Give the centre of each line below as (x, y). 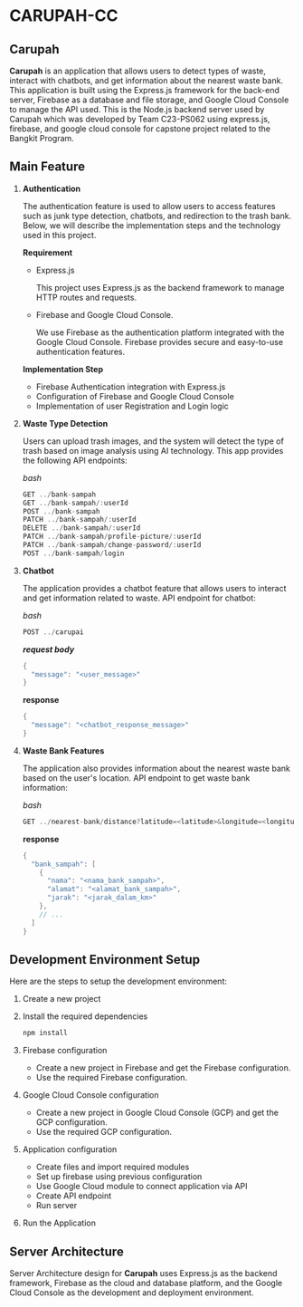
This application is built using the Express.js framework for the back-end (145, 90)
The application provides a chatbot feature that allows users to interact (154, 588)
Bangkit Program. (42, 138)
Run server (57, 1206)
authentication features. (80, 351)
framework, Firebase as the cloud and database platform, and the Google (146, 1283)
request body (48, 649)
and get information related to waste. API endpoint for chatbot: (139, 598)
